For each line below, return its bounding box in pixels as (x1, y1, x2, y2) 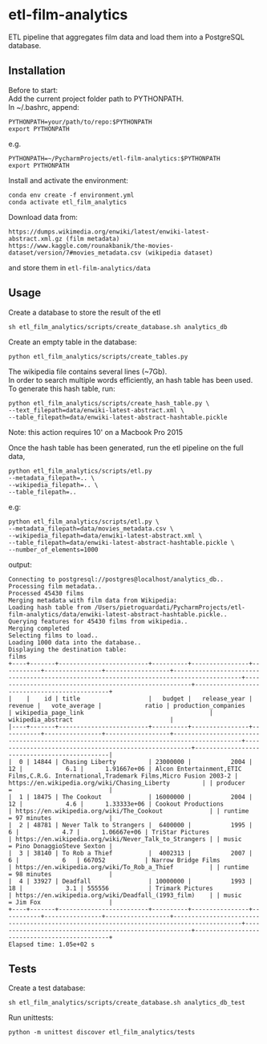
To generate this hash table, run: (8, 384, 115, 393)
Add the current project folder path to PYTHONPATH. (8, 94, 184, 104)
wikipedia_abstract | (8, 716, 174, 724)
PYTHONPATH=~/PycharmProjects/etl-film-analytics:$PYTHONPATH (8, 154, 220, 162)
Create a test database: (8, 983, 86, 993)
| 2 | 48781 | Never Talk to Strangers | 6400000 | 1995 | (8, 821, 253, 829)
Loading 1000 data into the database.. (8, 638, 142, 647)
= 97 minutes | (8, 814, 113, 822)
